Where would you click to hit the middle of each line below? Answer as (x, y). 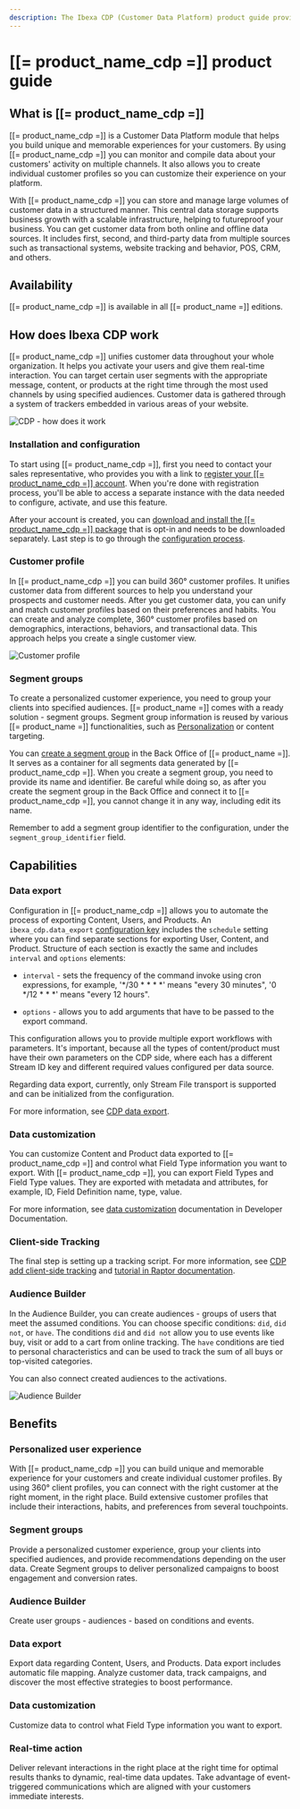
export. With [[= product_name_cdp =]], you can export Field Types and (142, 1173)
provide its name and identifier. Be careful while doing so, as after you (138, 782)
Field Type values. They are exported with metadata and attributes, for (139, 1183)
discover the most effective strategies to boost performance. (121, 1682)
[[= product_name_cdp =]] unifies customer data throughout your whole (142, 357)
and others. (30, 257)
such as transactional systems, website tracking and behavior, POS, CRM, (145, 248)
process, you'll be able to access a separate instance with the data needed (147, 492)
